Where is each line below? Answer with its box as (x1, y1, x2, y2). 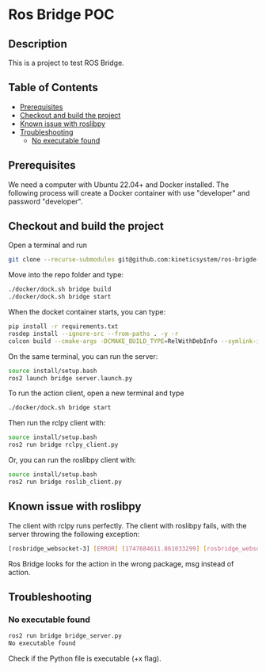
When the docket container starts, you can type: (8, 307, 166, 317)
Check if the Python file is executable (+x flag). (8, 654, 161, 663)
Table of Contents (8, 81, 99, 94)
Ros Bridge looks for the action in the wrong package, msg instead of (8, 559, 234, 568)
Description (8, 37, 67, 51)
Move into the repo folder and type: (8, 270, 124, 280)
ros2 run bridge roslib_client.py (8, 478, 123, 486)
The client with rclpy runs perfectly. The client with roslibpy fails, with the (8, 520, 247, 530)
